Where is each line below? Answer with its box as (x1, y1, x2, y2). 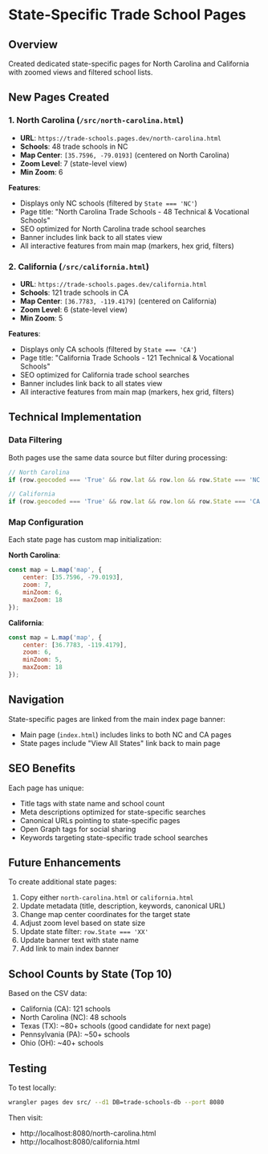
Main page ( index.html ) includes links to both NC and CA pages (19, 729, 232, 740)
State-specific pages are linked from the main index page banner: (8, 714, 226, 724)
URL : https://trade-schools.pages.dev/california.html (19, 279, 207, 288)
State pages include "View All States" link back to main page (19, 738, 221, 748)
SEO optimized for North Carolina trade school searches (19, 223, 206, 234)
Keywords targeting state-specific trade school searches (19, 833, 209, 842)
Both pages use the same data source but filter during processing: (8, 452, 228, 463)
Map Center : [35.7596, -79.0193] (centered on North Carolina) (19, 150, 230, 160)
